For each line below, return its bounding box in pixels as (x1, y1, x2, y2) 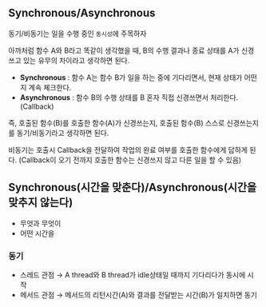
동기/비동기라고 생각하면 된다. (16, 128, 109, 138)
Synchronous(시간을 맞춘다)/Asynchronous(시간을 (8, 181, 257, 194)
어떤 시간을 (19, 228, 55, 238)
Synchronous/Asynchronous (8, 6, 156, 20)
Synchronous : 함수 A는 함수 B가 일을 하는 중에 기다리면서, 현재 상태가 (19, 72, 243, 82)
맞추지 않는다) (8, 196, 73, 209)
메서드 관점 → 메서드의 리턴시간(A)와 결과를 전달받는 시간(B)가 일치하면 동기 (19, 289, 258, 299)
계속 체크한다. (28, 82, 72, 92)
